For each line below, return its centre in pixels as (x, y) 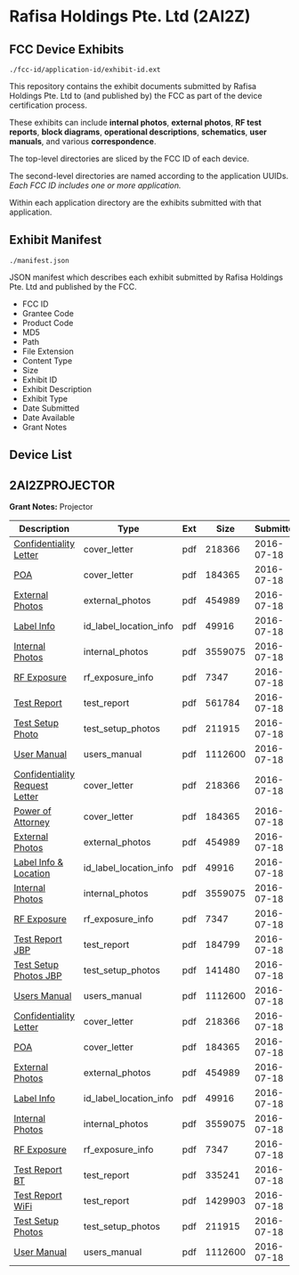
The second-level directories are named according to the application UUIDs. (149, 176)
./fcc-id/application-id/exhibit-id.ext (85, 69)
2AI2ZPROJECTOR (62, 485)
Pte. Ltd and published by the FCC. (73, 286)
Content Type (47, 360)
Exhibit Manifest (56, 240)
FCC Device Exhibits (67, 49)
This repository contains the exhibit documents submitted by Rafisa (133, 86)
